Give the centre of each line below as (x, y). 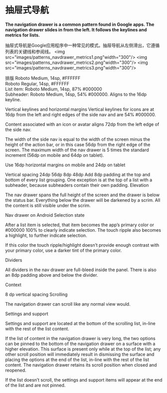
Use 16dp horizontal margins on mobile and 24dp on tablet (65, 165)
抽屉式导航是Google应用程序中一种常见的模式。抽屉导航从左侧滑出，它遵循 (83, 45)
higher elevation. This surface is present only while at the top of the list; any (83, 349)
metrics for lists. (23, 35)
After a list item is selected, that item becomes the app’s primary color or (80, 225)
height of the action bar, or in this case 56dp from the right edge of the (78, 144)
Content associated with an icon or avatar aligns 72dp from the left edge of (82, 124)
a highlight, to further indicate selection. (46, 235)
